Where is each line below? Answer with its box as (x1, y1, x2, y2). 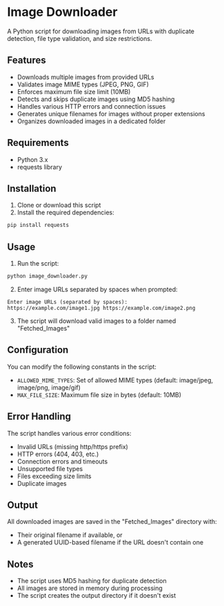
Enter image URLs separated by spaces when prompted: (17, 285, 178, 293)
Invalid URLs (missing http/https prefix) (17, 442, 129, 450)
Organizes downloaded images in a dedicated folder (17, 117, 166, 125)
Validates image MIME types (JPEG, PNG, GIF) (17, 80, 150, 89)
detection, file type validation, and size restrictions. (7, 34, 152, 42)
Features (7, 55, 46, 66)
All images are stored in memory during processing (17, 584, 163, 592)
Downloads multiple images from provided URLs (17, 73, 154, 81)
